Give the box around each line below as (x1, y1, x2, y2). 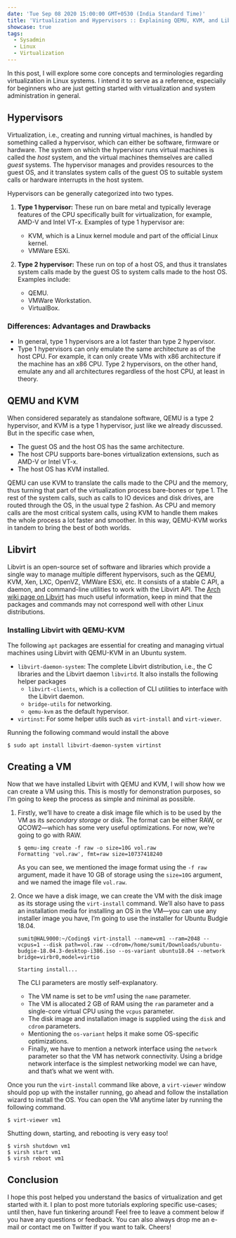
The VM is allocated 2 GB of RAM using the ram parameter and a (27, 999, 214, 1008)
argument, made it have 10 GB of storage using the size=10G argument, (17, 870, 223, 879)
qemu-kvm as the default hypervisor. (27, 707, 129, 715)
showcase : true (7, 23, 52, 30)
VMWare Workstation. (27, 296, 92, 304)
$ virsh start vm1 (7, 1149, 61, 1156)
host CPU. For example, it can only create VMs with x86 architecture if (17, 352, 221, 360)
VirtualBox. (27, 304, 60, 312)
